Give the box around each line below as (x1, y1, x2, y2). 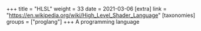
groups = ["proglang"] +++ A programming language (6, 18, 140, 25)
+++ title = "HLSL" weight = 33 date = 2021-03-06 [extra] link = (6, 5, 167, 12)
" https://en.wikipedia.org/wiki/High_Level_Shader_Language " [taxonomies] (6, 12, 196, 19)
